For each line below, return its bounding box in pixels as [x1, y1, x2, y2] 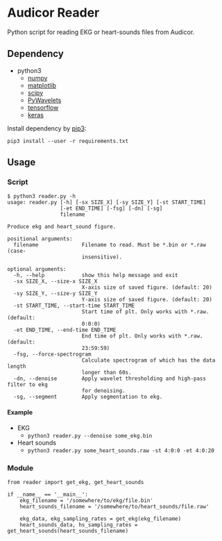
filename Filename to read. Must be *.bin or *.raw [13, 242, 207, 249]
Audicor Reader [7, 5, 100, 21]
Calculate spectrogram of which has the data [81, 357, 216, 364]
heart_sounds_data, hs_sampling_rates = [19, 521, 138, 528]
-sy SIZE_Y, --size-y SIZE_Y [13, 290, 98, 297]
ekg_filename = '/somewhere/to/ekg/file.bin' [19, 497, 154, 504]
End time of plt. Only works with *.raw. [81, 333, 203, 340]
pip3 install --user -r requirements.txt [7, 138, 129, 144]
